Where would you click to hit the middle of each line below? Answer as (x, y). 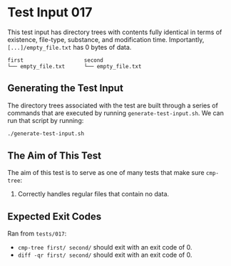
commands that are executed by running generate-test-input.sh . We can (116, 113)
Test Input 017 (50, 12)
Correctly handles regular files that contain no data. (93, 194)
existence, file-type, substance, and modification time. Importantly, (106, 39)
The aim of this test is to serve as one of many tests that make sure (106, 173)
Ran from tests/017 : (37, 234)
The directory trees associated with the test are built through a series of (113, 105)
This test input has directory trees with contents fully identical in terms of (115, 32)
